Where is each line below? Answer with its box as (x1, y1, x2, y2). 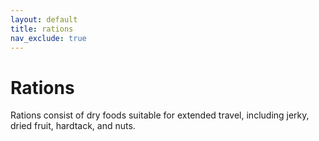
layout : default (10, 14, 78, 25)
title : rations (10, 24, 74, 34)
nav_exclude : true (10, 33, 87, 43)
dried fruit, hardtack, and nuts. (10, 120, 136, 132)
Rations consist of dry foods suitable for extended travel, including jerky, (10, 109, 310, 121)
